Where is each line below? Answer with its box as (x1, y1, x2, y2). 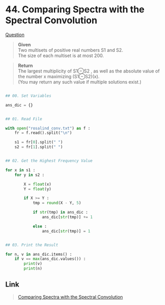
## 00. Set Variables (5, 93, 52, 98)
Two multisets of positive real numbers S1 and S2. (17, 47, 123, 53)
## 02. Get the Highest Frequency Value (5, 158, 93, 164)
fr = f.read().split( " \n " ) (14, 130, 72, 136)
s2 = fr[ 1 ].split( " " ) (14, 145, 63, 150)
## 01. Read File (5, 116, 43, 121)
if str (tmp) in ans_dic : (32, 210, 88, 215)
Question (5, 31, 25, 38)
